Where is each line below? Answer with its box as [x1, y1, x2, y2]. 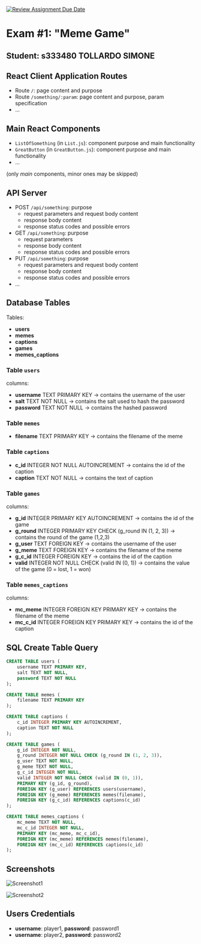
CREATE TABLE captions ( [6, 714, 68, 720]
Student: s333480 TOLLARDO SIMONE [6, 51, 155, 61]
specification [14, 100, 47, 107]
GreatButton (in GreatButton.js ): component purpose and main [14, 146, 171, 153]
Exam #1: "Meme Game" [6, 27, 130, 40]
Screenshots [6, 863, 55, 874]
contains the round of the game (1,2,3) [14, 534, 110, 541]
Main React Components [6, 123, 101, 133]
